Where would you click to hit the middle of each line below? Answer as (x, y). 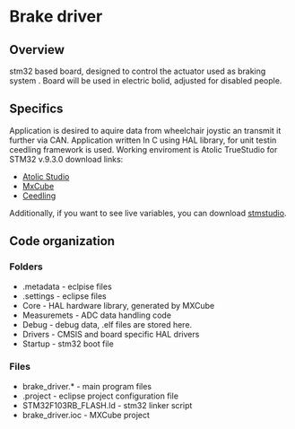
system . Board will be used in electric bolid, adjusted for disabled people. (146, 81)
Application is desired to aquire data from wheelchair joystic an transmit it (145, 130)
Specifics (36, 109)
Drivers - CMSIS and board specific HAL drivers (111, 334)
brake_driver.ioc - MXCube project (86, 415)
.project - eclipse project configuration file (100, 396)
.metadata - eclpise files (67, 286)
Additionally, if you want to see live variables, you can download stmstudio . (148, 213)
